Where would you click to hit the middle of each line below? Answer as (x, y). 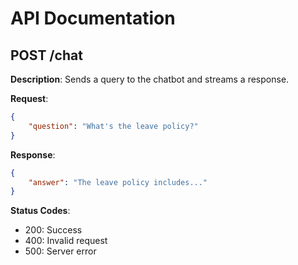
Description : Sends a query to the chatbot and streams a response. (150, 79)
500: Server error (60, 251)
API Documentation (93, 18)
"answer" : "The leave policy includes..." (118, 182)
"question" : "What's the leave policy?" (113, 126)
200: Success (53, 230)
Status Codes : (40, 211)
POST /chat (46, 55)
